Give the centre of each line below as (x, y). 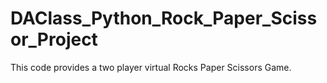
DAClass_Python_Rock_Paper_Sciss (164, 18)
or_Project (54, 39)
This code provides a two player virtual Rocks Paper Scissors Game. (151, 67)
